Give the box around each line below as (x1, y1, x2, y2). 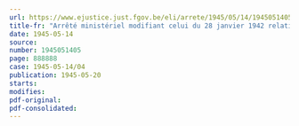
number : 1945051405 (9, 46, 82, 55)
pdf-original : (9, 95, 62, 105)
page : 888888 (9, 54, 58, 63)
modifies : (9, 87, 46, 96)
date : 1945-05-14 (9, 29, 74, 38)
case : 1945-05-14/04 (9, 63, 86, 72)
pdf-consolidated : (9, 104, 77, 113)
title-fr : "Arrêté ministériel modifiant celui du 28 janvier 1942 (9, 21, 265, 30)
